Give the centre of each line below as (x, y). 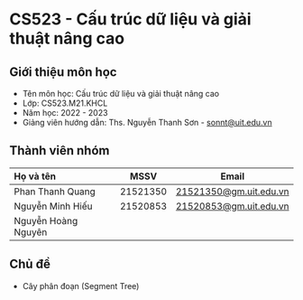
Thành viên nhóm (60, 150)
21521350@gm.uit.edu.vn (232, 192)
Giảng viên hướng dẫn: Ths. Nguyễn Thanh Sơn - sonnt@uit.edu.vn (147, 122)
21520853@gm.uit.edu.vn (232, 206)
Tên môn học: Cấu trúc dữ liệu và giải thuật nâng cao (120, 94)
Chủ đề (30, 264)
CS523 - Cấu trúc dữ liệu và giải (130, 19)
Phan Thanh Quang (55, 192)
